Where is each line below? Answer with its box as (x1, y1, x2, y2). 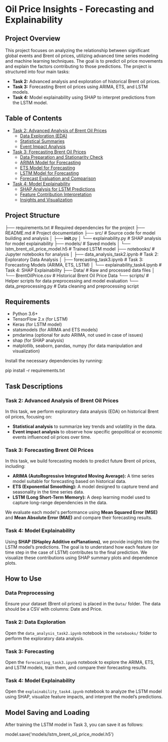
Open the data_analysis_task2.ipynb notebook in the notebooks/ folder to (5, 630, 157, 636)
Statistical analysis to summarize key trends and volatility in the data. (12, 423, 156, 429)
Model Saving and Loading (5, 708, 90, 717)
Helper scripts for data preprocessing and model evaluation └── (5, 278, 138, 284)
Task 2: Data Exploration (5, 619, 66, 626)
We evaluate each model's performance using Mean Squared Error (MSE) (5, 510, 158, 516)
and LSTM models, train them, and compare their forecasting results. (5, 665, 147, 670)
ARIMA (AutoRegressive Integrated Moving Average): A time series (12, 473, 154, 479)
